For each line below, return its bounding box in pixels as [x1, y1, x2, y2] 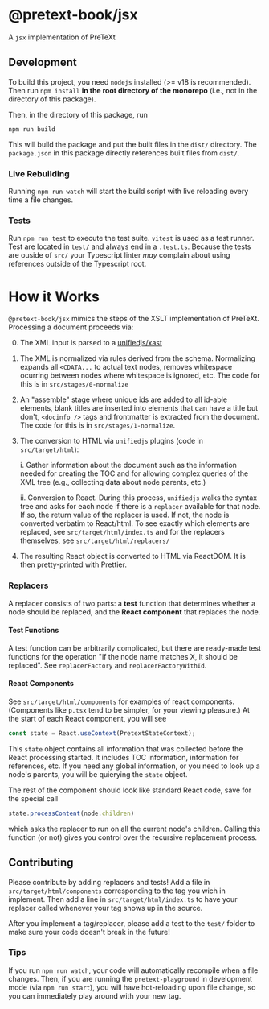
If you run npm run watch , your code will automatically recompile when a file [8, 965, 259, 975]
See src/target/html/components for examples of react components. [8, 697, 235, 706]
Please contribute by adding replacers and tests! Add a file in [8, 877, 210, 887]
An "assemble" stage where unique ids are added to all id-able [19, 395, 227, 404]
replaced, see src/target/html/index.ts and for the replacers [19, 527, 225, 537]
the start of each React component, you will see [8, 713, 167, 723]
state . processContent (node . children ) [8, 809, 135, 817]
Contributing [8, 856, 74, 870]
